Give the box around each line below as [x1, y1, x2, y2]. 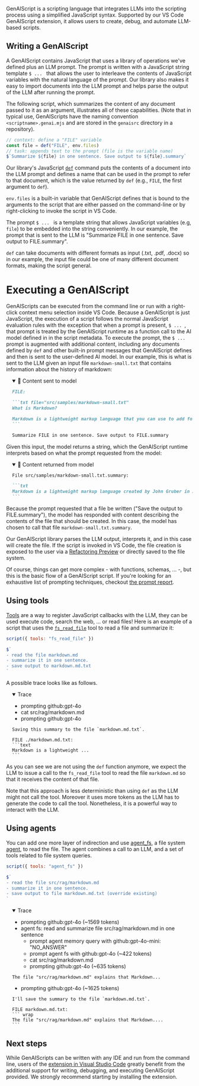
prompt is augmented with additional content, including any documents [6, 340, 180, 348]
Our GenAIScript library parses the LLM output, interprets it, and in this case [6, 536, 192, 542]
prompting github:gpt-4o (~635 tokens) [29, 963, 126, 970]
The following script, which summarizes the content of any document [6, 100, 176, 107]
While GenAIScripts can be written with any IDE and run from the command [6, 1054, 190, 1061]
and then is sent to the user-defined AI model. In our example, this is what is [6, 353, 192, 361]
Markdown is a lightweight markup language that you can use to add [12, 416, 185, 422]
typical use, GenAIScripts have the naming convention [6, 112, 139, 120]
